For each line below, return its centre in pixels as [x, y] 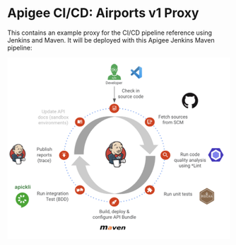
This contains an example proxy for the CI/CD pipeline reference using [110, 33]
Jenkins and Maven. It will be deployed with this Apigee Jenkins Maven [111, 40]
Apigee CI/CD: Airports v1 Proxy [103, 13]
